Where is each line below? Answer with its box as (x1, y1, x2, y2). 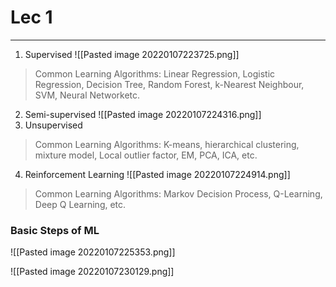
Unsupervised (24, 119, 83, 131)
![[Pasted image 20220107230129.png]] (10, 266, 175, 278)
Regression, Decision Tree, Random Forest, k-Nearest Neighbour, (34, 78, 305, 90)
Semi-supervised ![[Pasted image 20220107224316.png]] (24, 108, 262, 120)
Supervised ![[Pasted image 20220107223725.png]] (24, 48, 240, 60)
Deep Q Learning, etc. (34, 198, 127, 210)
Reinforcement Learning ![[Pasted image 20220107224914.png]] (24, 168, 291, 180)
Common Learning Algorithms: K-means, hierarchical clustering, (34, 138, 300, 150)
